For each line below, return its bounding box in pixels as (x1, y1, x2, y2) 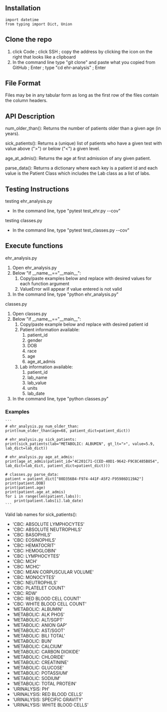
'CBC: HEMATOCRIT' (12, 542, 56, 548)
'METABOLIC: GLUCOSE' (12, 665, 64, 671)
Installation (5, 4, 41, 13)
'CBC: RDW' (12, 590, 37, 596)
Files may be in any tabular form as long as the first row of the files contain (5, 92, 159, 98)
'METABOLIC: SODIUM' (12, 675, 61, 681)
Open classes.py (12, 310, 47, 317)
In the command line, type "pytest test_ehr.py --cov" (12, 208, 121, 214)
